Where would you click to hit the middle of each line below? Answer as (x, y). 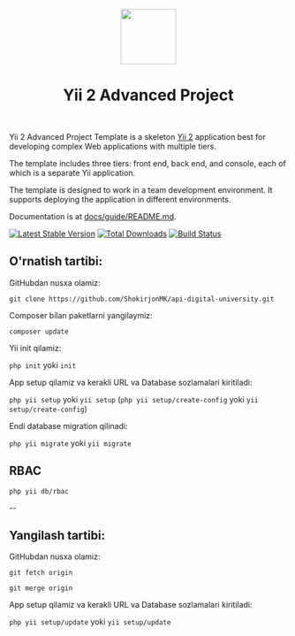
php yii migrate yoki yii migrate (71, 443)
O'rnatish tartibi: (56, 261)
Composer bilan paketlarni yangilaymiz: (81, 315)
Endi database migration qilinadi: (68, 425)
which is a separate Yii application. (72, 172)
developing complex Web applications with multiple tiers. (113, 146)
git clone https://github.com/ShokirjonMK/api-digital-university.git (142, 299)
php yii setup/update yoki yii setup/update (90, 622)
